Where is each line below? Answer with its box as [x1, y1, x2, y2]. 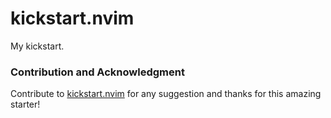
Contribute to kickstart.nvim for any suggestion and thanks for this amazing [10, 88, 322, 100]
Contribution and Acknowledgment [10, 65, 185, 79]
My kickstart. [10, 40, 65, 52]
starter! [10, 98, 41, 111]
